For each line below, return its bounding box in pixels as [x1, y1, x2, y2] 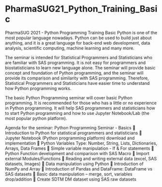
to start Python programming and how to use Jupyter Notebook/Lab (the [5, 110, 150, 116]
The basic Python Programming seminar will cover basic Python [5, 94, 133, 100]
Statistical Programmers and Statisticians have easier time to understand [5, 80, 150, 86]
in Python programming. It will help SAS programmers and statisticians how [5, 105, 156, 111]
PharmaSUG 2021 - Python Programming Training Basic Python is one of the [5, 30, 158, 35]
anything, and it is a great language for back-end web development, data [5, 40, 150, 46]
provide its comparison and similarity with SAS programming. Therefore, [5, 75, 149, 81]
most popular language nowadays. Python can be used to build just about [5, 35, 152, 41]
